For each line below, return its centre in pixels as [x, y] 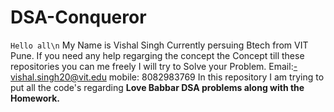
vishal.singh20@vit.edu [58, 77]
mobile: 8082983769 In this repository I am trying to [216, 77]
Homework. [35, 98]
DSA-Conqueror [78, 17]
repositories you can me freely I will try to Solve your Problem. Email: [152, 66]
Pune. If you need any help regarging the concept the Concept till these [157, 55]
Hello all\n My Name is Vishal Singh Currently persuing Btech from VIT [159, 45]
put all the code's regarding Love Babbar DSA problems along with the [157, 87]
